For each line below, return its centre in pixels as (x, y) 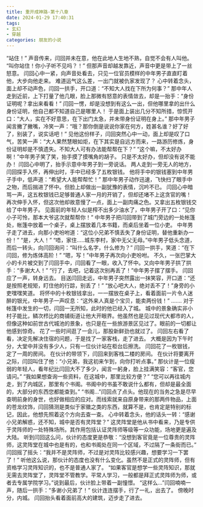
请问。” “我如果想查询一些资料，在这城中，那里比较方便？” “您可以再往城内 (98, 376)
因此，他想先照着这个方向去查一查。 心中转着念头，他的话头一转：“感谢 (106, 414)
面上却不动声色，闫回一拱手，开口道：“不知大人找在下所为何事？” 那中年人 (99, 88)
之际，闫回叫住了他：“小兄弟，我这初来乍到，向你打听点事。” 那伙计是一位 (98, 361)
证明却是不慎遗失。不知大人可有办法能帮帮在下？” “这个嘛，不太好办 (97, 149)
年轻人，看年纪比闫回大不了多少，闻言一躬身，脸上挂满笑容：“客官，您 (105, 369)
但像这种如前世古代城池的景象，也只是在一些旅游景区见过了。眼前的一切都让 (101, 323)
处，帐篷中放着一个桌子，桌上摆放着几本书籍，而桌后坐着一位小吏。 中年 (97, 225)
